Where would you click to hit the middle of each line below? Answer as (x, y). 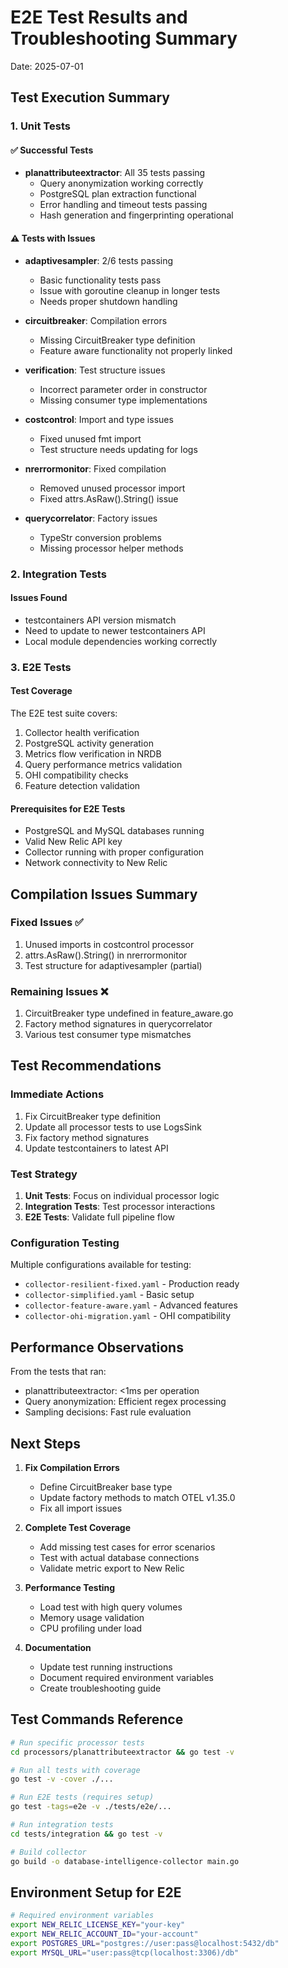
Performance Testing (70, 1587)
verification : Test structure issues (95, 370)
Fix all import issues (81, 1508)
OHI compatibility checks (76, 775)
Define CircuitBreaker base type (106, 1487)
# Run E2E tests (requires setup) (82, 1797)
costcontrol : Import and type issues (99, 419)
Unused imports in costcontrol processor (109, 944)
